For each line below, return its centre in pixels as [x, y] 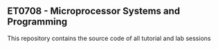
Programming [37, 22]
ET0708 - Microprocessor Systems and [94, 11]
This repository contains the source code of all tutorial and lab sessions [109, 38]
